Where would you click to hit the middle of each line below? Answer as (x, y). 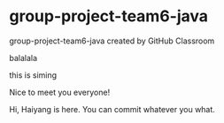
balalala (23, 58)
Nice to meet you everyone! (60, 92)
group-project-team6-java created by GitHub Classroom (112, 41)
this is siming (33, 75)
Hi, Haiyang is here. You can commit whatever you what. (112, 109)
